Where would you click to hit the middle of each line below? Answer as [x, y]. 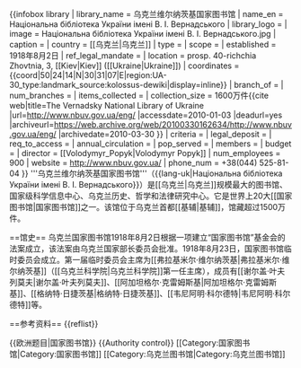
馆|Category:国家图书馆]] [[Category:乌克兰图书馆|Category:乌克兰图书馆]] [147, 354]
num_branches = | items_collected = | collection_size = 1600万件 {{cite [139, 95]
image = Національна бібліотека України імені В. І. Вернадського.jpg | [143, 34]
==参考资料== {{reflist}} [54, 324]
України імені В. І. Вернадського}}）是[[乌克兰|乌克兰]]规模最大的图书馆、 [148, 184]
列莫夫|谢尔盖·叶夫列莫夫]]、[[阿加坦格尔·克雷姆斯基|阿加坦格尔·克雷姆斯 [143, 282]
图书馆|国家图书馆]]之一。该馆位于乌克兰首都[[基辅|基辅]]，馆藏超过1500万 [147, 207]
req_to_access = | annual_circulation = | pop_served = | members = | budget [150, 144]
